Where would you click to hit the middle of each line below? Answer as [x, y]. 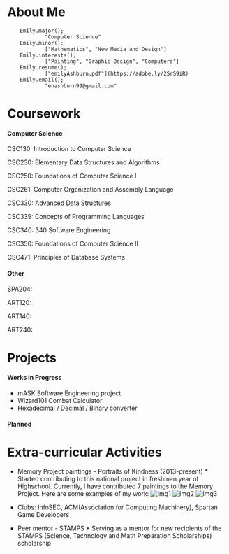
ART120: [19, 302]
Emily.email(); [42, 80]
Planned [20, 424]
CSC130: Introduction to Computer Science [69, 149]
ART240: [20, 329]
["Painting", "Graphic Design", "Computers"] [112, 61]
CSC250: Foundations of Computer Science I [72, 176]
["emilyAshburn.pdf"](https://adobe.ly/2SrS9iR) [117, 73]
